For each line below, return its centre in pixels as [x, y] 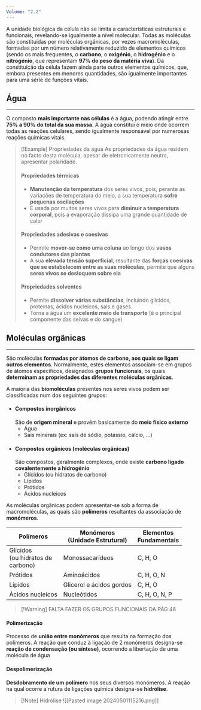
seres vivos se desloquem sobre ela [75, 273]
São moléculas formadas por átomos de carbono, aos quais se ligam [92, 358]
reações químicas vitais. [36, 138]
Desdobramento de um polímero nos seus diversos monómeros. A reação [98, 682]
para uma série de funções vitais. [47, 80]
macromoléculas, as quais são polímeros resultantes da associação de [94, 512]
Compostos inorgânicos [45, 409]
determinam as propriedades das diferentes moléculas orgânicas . [90, 377]
